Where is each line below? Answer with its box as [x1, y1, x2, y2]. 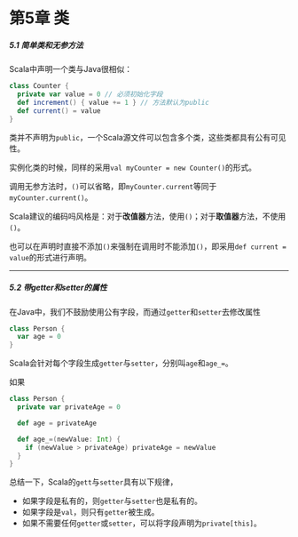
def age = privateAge [17, 419, 98, 428]
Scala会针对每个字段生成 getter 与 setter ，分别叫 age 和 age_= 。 [9, 357, 233, 369]
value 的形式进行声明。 [9, 252, 91, 262]
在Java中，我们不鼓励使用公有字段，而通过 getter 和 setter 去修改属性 [9, 306, 262, 317]
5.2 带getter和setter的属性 [9, 282, 108, 293]
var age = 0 [17, 333, 62, 341]
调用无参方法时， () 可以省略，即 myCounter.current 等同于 [9, 180, 217, 191]
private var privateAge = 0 [17, 403, 122, 412]
